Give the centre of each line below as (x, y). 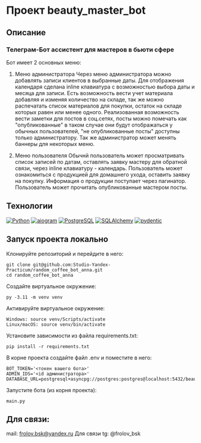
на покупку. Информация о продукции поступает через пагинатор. (100, 181)
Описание (26, 33)
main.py (16, 401)
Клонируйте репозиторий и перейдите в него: (65, 253)
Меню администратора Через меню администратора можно (93, 74)
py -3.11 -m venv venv (34, 297)
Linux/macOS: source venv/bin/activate (56, 324)
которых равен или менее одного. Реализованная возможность (97, 112)
